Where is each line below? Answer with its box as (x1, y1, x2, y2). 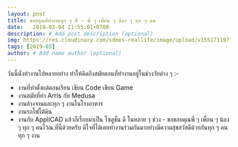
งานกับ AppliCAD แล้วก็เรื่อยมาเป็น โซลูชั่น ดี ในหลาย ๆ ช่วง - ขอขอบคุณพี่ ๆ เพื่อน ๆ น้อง (17, 114, 229, 124)
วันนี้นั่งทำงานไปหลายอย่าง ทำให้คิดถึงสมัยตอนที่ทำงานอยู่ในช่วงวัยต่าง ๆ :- (7, 69, 179, 78)
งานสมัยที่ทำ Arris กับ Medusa (17, 91, 96, 100)
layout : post (7, 10, 46, 18)
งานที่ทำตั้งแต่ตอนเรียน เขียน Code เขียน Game (17, 83, 133, 92)
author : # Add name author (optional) (7, 50, 122, 57)
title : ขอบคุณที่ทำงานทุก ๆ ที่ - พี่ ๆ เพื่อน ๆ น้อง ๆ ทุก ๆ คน (7, 17, 157, 24)
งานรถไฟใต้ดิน (17, 107, 52, 115)
